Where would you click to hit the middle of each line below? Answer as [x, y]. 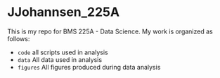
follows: [19, 38]
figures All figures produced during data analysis [89, 67]
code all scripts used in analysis [63, 52]
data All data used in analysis [60, 59]
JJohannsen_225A [64, 12]
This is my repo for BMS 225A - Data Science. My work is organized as [110, 31]
